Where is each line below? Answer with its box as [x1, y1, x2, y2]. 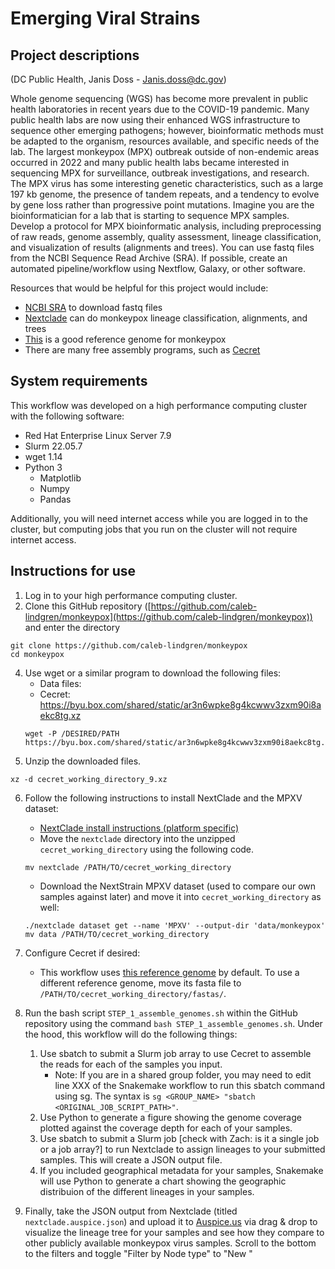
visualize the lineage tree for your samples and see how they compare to [24, 1226, 325, 1238]
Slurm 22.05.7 [24, 440, 83, 452]
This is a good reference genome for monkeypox [24, 333, 227, 345]
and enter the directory [24, 621, 121, 633]
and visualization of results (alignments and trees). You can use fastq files [10, 242, 315, 253]
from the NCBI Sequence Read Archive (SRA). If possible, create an [10, 252, 288, 264]
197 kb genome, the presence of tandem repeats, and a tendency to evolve [10, 188, 320, 200]
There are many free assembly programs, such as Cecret [24, 344, 261, 356]
